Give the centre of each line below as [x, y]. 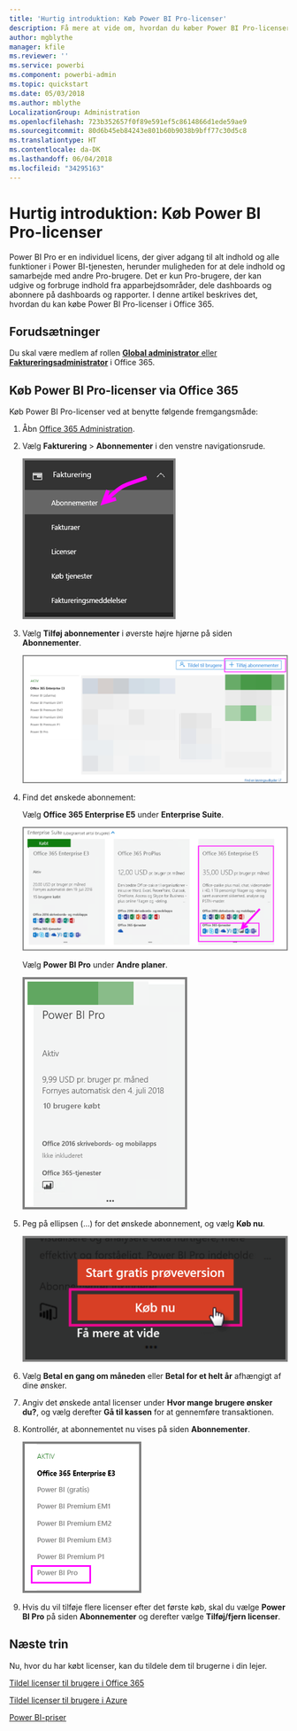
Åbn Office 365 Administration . [78, 429]
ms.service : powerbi [47, 66]
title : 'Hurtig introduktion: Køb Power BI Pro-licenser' [118, 19]
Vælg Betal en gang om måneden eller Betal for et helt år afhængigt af [152, 1375]
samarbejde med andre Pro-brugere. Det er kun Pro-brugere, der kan [136, 276]
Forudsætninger [55, 331]
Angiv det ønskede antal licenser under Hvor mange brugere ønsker [147, 1402]
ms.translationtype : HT [53, 141]
